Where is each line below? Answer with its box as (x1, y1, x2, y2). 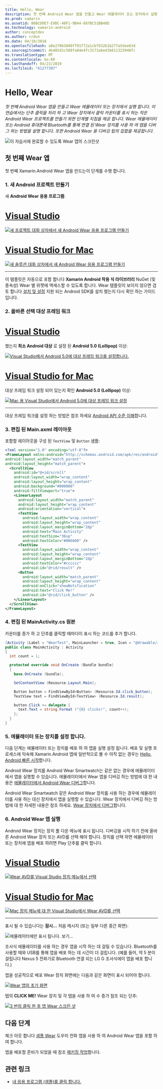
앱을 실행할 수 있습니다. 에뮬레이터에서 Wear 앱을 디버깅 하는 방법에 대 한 (14, 774, 153, 780)
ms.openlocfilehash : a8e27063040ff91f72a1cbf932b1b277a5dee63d (5, 43, 136, 48)
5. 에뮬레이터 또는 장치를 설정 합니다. (5, 733, 86, 740)
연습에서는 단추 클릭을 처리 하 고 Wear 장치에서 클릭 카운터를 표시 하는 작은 (5, 110, 147, 115)
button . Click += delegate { (14, 702, 70, 708)
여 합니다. (5, 1039, 23, 1045)
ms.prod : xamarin (5, 16, 40, 21)
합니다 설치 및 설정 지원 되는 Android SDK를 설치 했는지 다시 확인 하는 (10, 288, 143, 294)
